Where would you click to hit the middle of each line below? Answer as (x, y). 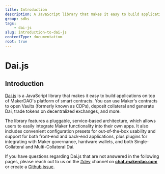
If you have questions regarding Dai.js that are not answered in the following (82, 156)
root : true (16, 42)
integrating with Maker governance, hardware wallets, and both (69, 141)
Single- (142, 141)
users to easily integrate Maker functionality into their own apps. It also (77, 126)
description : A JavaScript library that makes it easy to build (72, 14)
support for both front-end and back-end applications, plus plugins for (76, 136)
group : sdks (17, 19)
